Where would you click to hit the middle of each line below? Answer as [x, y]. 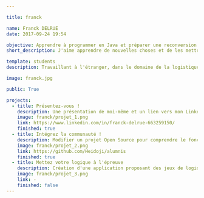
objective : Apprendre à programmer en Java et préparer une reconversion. [103, 45]
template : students [31, 62]
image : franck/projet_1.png [53, 117]
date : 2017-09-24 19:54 [36, 34]
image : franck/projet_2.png [53, 146]
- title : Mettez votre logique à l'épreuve [67, 163]
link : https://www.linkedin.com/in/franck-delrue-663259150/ [96, 123]
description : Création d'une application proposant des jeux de [100, 168]
